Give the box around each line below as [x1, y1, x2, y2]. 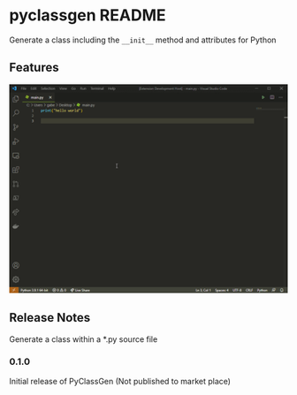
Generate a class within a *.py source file [9, 333, 158, 345]
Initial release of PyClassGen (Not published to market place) [9, 376, 232, 386]
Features [9, 60, 59, 75]
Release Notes [9, 310, 91, 325]
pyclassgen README [9, 5, 166, 26]
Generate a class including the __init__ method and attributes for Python [9, 34, 277, 45]
